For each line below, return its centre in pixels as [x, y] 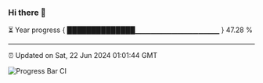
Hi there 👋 [27, 13]
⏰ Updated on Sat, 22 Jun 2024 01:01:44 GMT [83, 56]
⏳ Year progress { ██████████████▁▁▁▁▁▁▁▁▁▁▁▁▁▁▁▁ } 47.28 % [130, 30]
